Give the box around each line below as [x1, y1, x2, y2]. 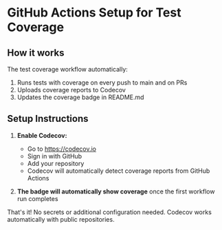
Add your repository [27, 159, 85, 167]
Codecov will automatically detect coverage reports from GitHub [27, 167, 210, 175]
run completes [16, 194, 58, 202]
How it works [7, 47, 65, 59]
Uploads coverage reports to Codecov [16, 86, 126, 94]
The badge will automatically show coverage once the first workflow [16, 187, 215, 196]
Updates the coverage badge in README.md [16, 93, 144, 101]
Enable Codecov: [16, 131, 67, 139]
